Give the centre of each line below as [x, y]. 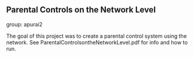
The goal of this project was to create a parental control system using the [97, 36]
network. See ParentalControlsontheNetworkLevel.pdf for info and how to [97, 42]
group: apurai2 [25, 24]
